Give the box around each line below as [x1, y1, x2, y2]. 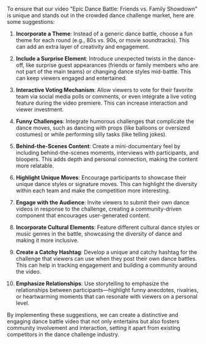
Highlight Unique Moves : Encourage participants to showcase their [15, 174, 186, 181]
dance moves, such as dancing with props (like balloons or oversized [15, 124, 190, 131]
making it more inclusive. [15, 237, 79, 244]
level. [15, 299, 30, 307]
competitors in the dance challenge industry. [7, 331, 120, 338]
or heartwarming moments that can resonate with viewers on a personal [15, 293, 198, 300]
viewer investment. [15, 106, 64, 113]
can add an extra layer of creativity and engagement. [15, 43, 150, 50]
